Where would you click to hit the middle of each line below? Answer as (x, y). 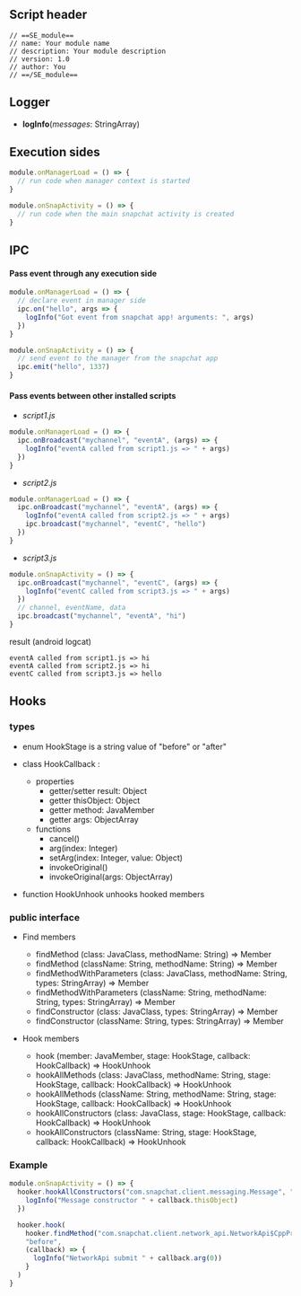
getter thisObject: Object (95, 800)
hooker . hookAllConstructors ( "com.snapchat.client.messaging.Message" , (152, 1192)
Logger (30, 102)
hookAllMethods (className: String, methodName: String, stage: (156, 1094)
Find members (49, 937)
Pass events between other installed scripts (93, 395)
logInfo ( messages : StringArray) (81, 124)
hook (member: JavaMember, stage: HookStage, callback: (143, 1055)
